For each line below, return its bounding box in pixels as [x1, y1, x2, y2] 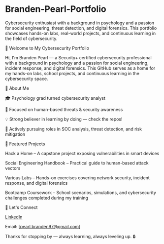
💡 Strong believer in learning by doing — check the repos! [5, 116, 123, 122]
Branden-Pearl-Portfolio [5, 3, 107, 15]
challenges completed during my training [5, 195, 89, 201]
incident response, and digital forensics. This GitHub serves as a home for [5, 65, 156, 71]
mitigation [5, 131, 26, 137]
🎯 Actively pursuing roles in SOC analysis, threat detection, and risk [5, 126, 142, 132]
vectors [5, 165, 21, 171]
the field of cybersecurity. [5, 36, 58, 41]
